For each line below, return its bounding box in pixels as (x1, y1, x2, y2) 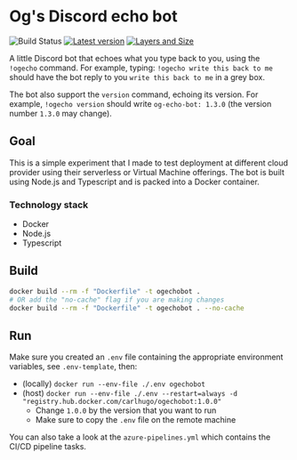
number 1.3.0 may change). (9, 108, 113, 118)
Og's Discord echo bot (9, 6, 178, 27)
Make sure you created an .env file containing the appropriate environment (9, 351, 284, 362)
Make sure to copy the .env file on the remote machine (35, 415, 237, 425)
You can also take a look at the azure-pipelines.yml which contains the (9, 432, 271, 442)
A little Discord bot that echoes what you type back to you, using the (9, 52, 261, 63)
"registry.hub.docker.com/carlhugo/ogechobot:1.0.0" (21, 398, 222, 407)
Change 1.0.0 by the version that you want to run (35, 405, 217, 416)
